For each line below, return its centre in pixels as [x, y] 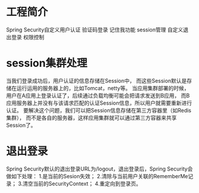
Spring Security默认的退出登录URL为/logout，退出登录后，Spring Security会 [99, 169]
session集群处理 [47, 63]
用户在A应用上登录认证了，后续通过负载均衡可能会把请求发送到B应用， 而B [98, 95]
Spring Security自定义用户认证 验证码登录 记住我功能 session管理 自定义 [95, 30]
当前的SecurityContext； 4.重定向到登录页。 [87, 184]
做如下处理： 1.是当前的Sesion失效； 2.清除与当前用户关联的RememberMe [97, 176]
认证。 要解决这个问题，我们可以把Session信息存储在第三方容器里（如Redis [99, 110]
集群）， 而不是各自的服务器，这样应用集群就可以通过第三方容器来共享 [91, 118]
